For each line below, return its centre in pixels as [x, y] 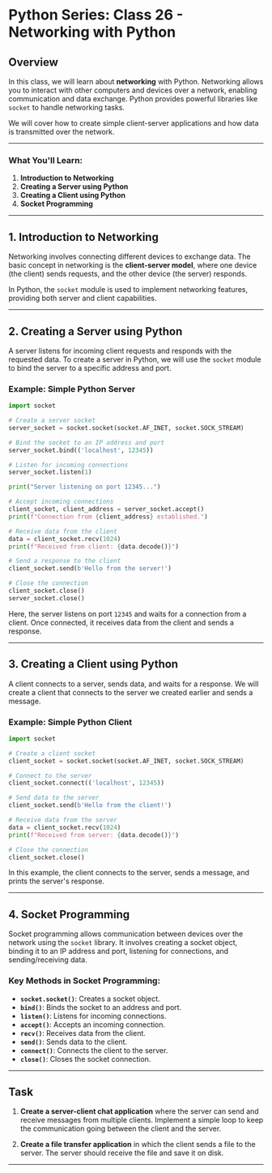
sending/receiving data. [48, 960]
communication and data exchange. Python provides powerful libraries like [133, 99]
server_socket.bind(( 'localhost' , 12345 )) [81, 450]
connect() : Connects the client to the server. [94, 1050]
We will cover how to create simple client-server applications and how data [134, 123]
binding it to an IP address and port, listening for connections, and [119, 952]
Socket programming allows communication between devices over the [126, 934]
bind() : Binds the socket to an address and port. [101, 1007]
